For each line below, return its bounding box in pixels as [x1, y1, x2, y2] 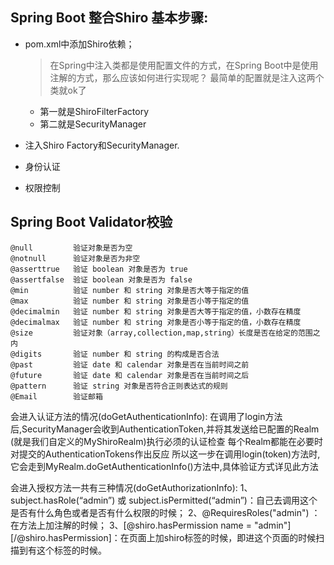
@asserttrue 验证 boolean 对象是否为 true [10, 264, 188, 274]
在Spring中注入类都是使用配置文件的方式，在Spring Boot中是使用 [49, 59, 319, 71]
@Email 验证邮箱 [10, 391, 103, 402]
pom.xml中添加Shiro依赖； [24, 38, 135, 50]
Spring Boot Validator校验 [10, 214, 173, 231]
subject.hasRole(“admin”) [10, 494, 116, 506]
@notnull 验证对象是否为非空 [10, 253, 141, 263]
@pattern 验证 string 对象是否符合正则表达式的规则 [10, 381, 228, 391]
